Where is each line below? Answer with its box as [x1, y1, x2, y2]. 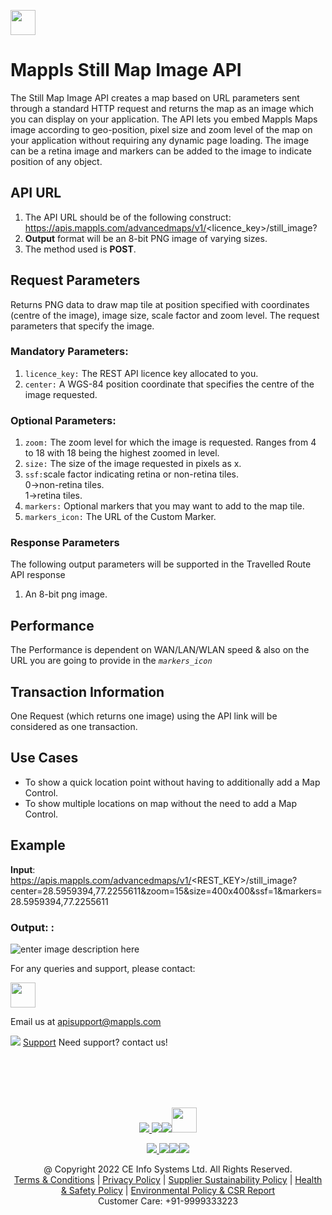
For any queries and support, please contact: [10, 963, 196, 974]
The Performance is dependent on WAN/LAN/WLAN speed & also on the [10, 644, 310, 656]
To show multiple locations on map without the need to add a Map [24, 797, 297, 809]
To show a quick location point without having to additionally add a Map [24, 776, 321, 788]
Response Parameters [10, 536, 120, 550]
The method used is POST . [24, 243, 137, 255]
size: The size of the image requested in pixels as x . [24, 458, 242, 470]
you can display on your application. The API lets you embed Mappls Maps [10, 113, 318, 125]
